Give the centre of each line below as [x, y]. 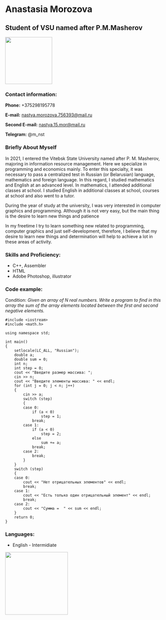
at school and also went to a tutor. [40, 195]
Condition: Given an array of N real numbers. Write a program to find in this [83, 300]
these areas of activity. [29, 242]
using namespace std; [28, 333]
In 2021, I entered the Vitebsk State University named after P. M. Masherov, [82, 158]
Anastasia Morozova [49, 9]
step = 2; [51, 434]
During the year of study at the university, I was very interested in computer [83, 205]
